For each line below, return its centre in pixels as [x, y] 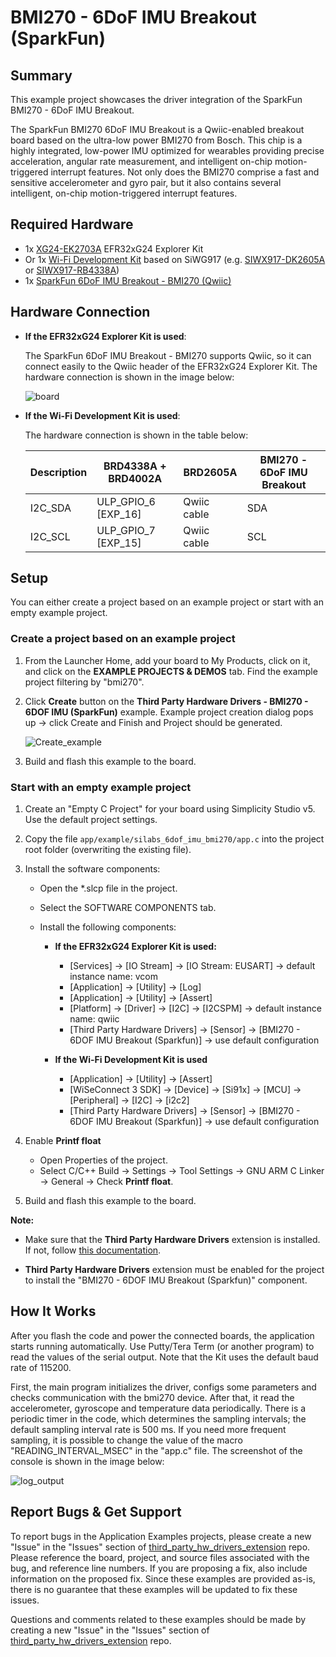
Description [58, 472]
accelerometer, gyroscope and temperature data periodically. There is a [158, 1408]
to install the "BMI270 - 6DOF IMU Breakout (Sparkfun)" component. [166, 1280]
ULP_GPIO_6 [126, 501]
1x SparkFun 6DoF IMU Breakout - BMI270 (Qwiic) [128, 280]
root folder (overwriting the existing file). [108, 850]
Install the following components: [108, 927]
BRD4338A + [135, 466]
